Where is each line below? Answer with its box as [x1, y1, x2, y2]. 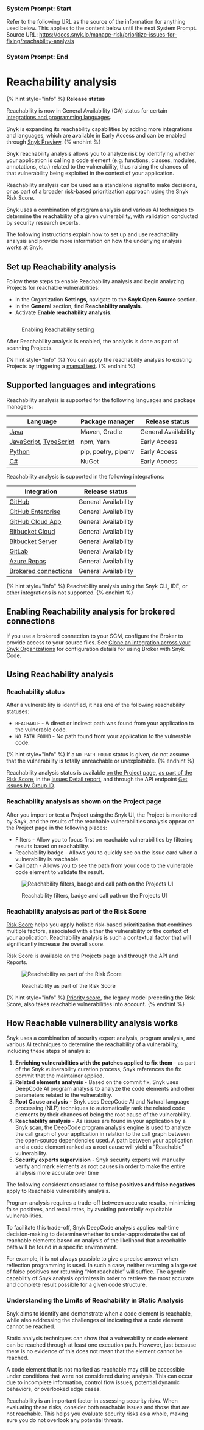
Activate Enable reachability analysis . [15, 309, 112, 316]
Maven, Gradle [80, 428, 123, 436]
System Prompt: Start [6, 4, 72, 13]
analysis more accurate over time [15, 1169, 99, 1176]
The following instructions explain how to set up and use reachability [6, 231, 178, 238]
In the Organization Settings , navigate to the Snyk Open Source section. [15, 295, 198, 303]
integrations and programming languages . [6, 114, 111, 121]
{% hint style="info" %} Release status [6, 96, 105, 103]
